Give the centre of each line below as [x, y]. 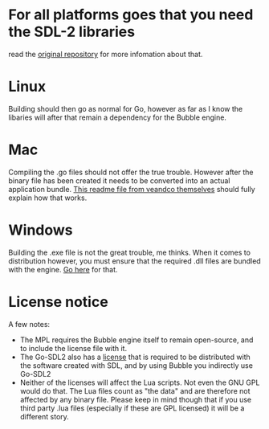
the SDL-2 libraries [71, 32]
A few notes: [29, 324]
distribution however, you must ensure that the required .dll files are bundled [134, 261]
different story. [45, 416]
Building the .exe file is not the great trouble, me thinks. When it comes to [130, 252]
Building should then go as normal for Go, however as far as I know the [126, 108]
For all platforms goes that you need [131, 15]
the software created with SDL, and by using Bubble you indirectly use [136, 365]
